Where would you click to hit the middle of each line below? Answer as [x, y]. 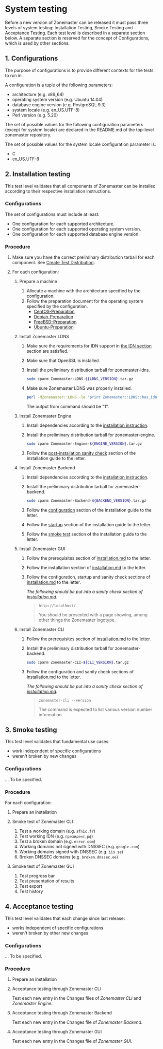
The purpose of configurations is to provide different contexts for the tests [79, 70]
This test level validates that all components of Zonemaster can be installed [81, 186]
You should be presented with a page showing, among [93, 614]
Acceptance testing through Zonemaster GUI [57, 1032]
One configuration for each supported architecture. [63, 224]
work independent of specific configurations [57, 751]
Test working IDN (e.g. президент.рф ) [56, 836]
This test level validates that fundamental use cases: [57, 742]
